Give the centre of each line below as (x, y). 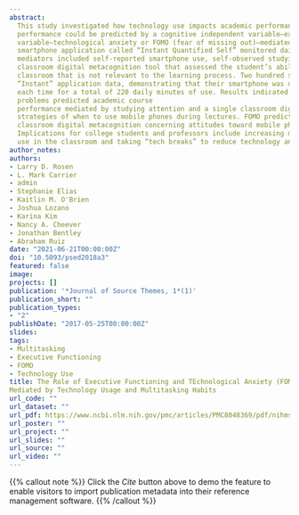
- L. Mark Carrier (43, 175)
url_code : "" (33, 399)
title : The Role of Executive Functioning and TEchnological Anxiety (141, 382)
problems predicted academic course (85, 100)
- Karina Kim (33, 216)
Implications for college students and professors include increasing (151, 134)
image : (21, 274)
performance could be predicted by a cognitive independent (131, 34)
